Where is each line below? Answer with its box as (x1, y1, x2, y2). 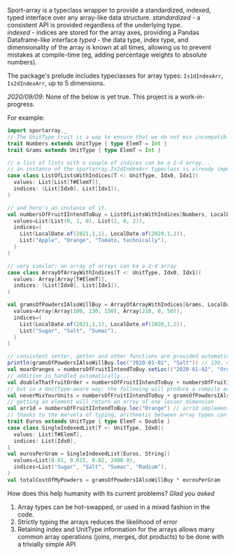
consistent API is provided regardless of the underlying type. (7, 21, 183, 29)
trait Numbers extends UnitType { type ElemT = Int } (7, 140, 168, 147)
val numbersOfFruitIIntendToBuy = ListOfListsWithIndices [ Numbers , (7, 211, 208, 218)
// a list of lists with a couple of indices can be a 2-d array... (7, 159, 211, 167)
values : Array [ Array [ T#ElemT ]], (13, 276, 108, 283)
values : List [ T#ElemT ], (13, 430, 83, 438)
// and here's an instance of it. (7, 204, 108, 211)
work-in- (180, 92, 205, 101)
